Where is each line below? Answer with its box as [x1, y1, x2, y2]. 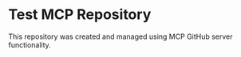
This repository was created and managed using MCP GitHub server [8, 32, 233, 41]
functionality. [8, 40, 52, 49]
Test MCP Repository [8, 6, 152, 24]
